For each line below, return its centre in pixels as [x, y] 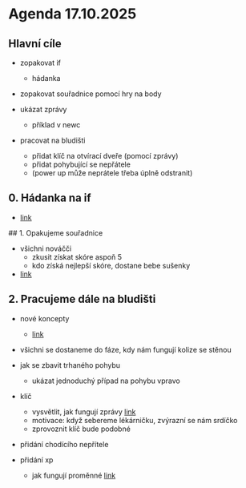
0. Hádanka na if [50, 198]
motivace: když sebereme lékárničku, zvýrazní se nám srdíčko [135, 420]
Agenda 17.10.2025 [73, 14]
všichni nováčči [46, 248]
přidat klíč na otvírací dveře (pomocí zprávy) [105, 156]
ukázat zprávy [43, 109]
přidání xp [36, 460]
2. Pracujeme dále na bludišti [82, 299]
